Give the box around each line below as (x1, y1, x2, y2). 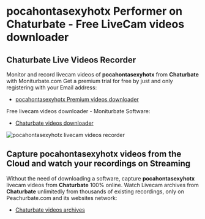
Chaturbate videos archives (15, 206, 86, 213)
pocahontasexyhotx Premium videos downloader (15, 96, 140, 103)
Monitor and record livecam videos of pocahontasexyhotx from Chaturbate (6, 71, 199, 78)
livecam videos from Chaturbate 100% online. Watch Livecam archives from (6, 181, 199, 188)
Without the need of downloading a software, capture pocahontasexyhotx (6, 174, 195, 182)
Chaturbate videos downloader (15, 119, 94, 127)
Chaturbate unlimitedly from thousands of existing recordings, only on (6, 188, 185, 195)
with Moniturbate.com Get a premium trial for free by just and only (6, 78, 173, 84)
